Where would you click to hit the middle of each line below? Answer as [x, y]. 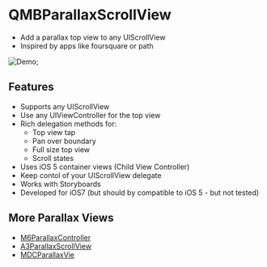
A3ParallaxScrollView [55, 246]
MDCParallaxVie [47, 254]
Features [31, 87]
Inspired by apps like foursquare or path [87, 45]
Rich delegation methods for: [68, 124]
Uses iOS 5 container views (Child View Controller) [105, 167]
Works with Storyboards [60, 184]
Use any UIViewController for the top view [90, 115]
